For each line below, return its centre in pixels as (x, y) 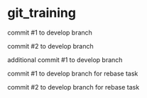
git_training (42, 13)
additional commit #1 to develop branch (65, 60)
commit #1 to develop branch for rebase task (73, 73)
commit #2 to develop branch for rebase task (73, 87)
